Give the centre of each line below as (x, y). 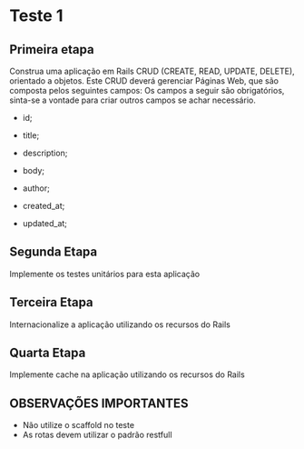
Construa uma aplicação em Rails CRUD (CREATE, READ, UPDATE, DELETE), (152, 71)
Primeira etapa (52, 50)
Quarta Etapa (48, 353)
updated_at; (45, 223)
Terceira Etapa (51, 302)
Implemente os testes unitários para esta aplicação (105, 274)
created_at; (44, 206)
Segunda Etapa (54, 252)
